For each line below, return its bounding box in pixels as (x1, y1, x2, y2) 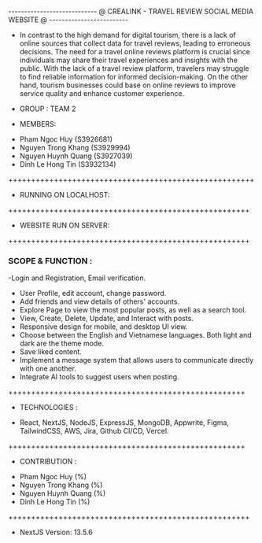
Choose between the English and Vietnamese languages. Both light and (19, 331, 252, 340)
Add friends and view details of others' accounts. (19, 297, 179, 306)
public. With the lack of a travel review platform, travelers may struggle (19, 64, 249, 73)
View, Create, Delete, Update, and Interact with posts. (19, 314, 194, 323)
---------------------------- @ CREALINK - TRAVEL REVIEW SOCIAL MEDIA (8, 7, 254, 16)
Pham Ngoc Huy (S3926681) (19, 135, 113, 144)
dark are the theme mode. (19, 338, 105, 349)
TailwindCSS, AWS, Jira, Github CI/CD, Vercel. (19, 427, 169, 436)
